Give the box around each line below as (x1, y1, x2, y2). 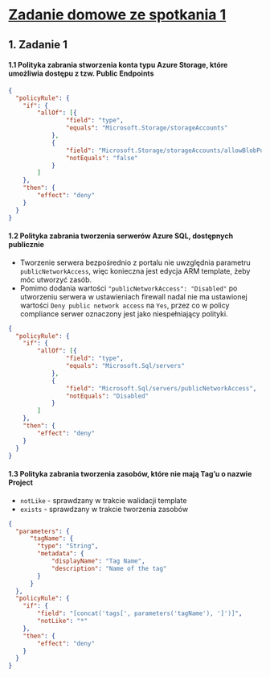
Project (8, 477, 34, 488)
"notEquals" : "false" (65, 154, 138, 162)
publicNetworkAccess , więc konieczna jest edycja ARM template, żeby (19, 266, 251, 275)
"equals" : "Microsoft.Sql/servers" (65, 362, 185, 370)
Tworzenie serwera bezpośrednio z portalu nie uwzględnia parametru (19, 258, 251, 267)
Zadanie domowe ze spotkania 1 (8, 6, 227, 24)
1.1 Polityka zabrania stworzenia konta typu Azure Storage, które (8, 60, 228, 70)
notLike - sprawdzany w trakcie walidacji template (19, 495, 187, 505)
